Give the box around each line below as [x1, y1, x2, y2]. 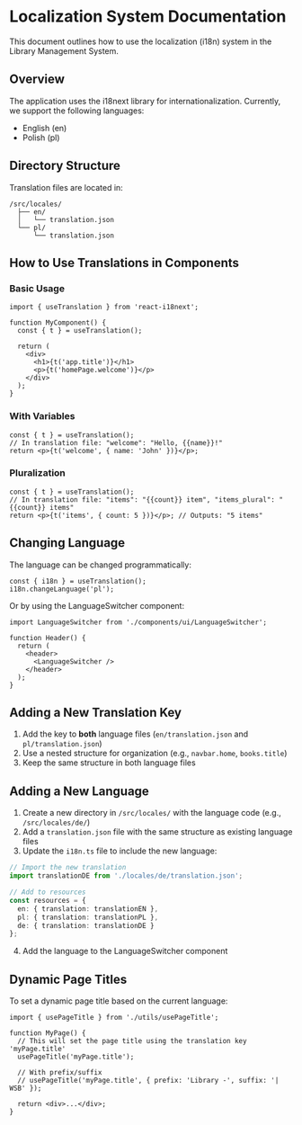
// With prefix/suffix [17, 1068, 102, 1077]
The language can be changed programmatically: [9, 559, 191, 570]
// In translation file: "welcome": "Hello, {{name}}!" [9, 438, 223, 447]
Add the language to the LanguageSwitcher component [22, 946, 228, 957]
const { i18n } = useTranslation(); [9, 576, 147, 585]
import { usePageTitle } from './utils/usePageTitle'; [9, 1013, 219, 1022]
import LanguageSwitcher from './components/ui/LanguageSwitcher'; [9, 618, 268, 627]
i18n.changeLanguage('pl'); [9, 585, 115, 594]
